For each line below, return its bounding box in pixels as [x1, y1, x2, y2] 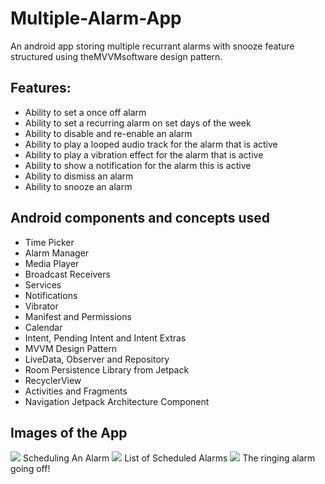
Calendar [24, 321, 63, 333]
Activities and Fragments [24, 385, 128, 397]
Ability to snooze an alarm [24, 180, 133, 192]
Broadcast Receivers [24, 268, 111, 280]
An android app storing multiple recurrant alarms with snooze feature [10, 40, 295, 52]
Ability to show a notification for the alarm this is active [24, 159, 252, 171]
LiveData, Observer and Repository [24, 353, 170, 365]
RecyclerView [24, 374, 82, 386]
